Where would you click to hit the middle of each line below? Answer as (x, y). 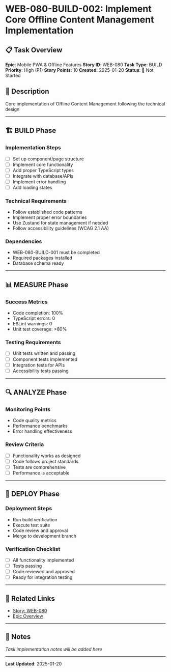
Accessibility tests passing (40, 371)
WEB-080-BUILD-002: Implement (78, 9)
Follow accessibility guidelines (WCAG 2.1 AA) (61, 228)
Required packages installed (42, 258)
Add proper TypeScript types (43, 170)
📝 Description (27, 91)
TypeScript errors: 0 (34, 318)
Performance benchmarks (40, 426)
